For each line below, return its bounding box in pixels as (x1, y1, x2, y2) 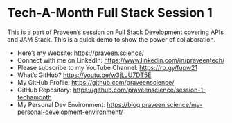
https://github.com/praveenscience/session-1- (73, 85, 206, 94)
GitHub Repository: (17, 85, 72, 94)
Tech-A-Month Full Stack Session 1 (7, 5, 213, 21)
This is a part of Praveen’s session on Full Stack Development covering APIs (7, 28, 224, 36)
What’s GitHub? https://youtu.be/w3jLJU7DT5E (17, 71, 152, 79)
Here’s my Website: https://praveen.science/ (17, 49, 144, 57)
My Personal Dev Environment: (17, 100, 106, 108)
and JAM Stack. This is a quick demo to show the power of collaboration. (7, 35, 216, 43)
